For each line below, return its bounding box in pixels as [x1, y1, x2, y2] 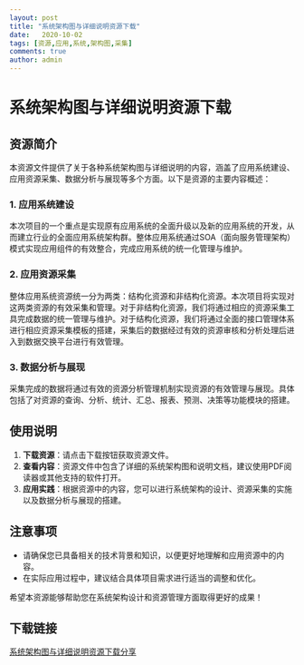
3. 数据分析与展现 [9, 360, 86, 373]
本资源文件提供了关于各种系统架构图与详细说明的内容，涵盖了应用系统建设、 [9, 162, 295, 172]
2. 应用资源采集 [9, 269, 77, 281]
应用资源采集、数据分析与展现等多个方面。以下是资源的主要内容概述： [9, 173, 271, 184]
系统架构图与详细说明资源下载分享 [9, 646, 137, 658]
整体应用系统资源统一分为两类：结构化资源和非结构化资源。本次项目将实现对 [9, 290, 295, 301]
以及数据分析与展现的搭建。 [22, 494, 127, 505]
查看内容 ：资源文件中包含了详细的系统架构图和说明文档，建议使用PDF [22, 460, 285, 472]
